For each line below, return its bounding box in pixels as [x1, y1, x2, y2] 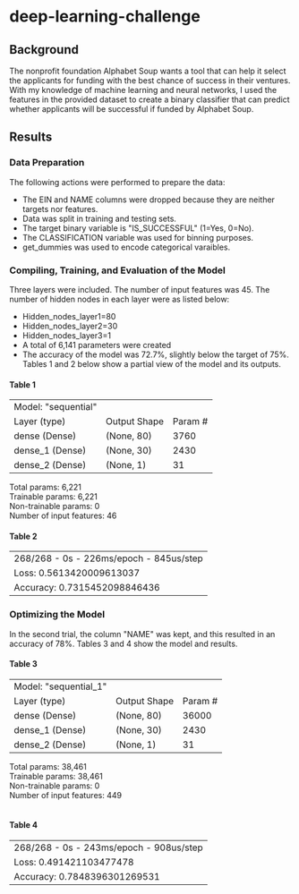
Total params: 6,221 [9, 481, 82, 493]
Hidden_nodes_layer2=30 [21, 320, 118, 331]
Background [9, 42, 79, 57]
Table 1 [9, 379, 36, 390]
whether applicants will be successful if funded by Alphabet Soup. [9, 104, 254, 114]
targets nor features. [21, 203, 98, 214]
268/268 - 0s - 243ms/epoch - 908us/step [13, 841, 203, 854]
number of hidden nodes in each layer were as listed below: [9, 294, 230, 304]
